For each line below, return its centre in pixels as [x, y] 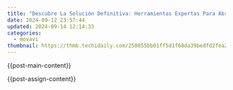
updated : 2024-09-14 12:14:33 [51, 26]
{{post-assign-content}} [42, 79]
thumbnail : [23, 46]
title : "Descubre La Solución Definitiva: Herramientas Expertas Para [111, 13]
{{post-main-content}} [39, 65]
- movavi [26, 39]
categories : [24, 33]
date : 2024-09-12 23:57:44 [46, 20]
